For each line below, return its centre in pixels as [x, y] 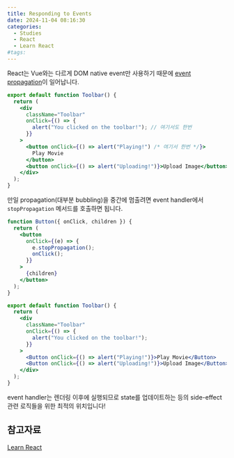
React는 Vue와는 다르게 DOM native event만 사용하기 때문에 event [99, 73]
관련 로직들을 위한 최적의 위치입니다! [56, 406]
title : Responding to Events [49, 14]
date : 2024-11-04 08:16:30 [46, 20]
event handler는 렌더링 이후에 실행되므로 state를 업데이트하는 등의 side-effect [115, 397]
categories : [24, 26]
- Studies [28, 33]
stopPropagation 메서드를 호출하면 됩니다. [65, 208]
